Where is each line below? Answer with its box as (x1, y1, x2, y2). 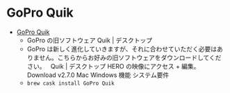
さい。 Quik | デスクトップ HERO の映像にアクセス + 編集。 (26, 62, 200, 70)
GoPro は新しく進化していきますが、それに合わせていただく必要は (26, 44, 217, 53)
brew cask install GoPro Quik (26, 80, 115, 87)
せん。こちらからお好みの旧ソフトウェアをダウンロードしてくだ (39, 53, 222, 62)
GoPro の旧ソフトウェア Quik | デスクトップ (26, 36, 153, 44)
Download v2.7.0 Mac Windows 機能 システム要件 (26, 71, 170, 79)
